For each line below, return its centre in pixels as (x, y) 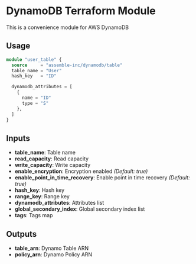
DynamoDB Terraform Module (81, 11)
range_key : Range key (42, 197)
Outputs (22, 234)
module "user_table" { (34, 59)
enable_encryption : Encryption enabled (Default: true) (81, 171)
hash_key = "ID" (34, 76)
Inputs (18, 138)
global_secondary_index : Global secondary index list (80, 209)
